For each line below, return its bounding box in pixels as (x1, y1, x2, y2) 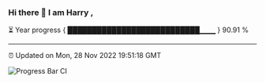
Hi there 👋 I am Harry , (8, 7, 94, 18)
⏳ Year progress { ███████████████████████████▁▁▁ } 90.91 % (8, 25, 249, 34)
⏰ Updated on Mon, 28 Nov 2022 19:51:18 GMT (8, 51, 162, 60)
